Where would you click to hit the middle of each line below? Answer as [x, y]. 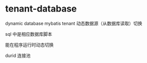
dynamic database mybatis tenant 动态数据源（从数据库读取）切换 [74, 23]
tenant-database [41, 9]
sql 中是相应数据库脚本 [29, 34]
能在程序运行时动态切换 [29, 45]
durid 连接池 [18, 55]
